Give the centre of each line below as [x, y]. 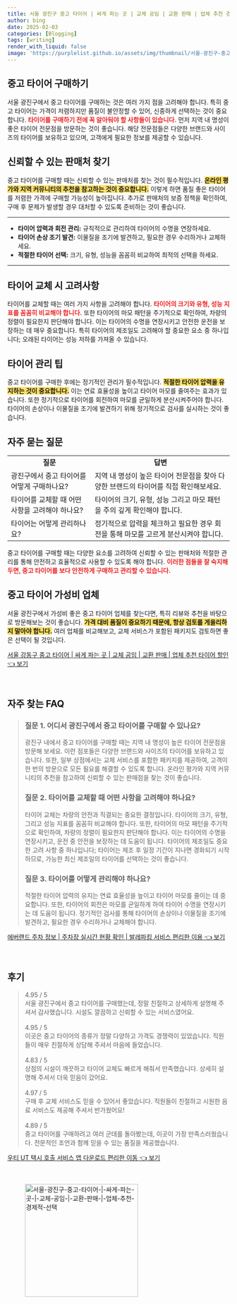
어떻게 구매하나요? [40, 486]
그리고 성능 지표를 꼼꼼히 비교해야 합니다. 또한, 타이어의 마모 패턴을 [117, 823]
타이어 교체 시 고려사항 [54, 286]
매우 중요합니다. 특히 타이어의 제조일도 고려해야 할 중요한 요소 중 [122, 331]
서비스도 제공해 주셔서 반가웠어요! [78, 1110]
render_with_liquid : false [47, 47]
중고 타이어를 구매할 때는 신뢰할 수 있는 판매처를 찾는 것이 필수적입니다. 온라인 [115, 180]
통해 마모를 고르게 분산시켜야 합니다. [166, 534]
